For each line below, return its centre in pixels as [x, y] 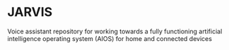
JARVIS [30, 12]
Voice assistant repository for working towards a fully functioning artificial [115, 31]
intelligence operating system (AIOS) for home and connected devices [110, 38]
